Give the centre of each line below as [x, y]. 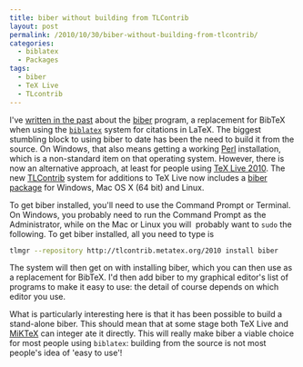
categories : [32, 43]
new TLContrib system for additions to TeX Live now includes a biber [139, 177]
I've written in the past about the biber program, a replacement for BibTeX [147, 120]
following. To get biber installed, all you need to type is [112, 233]
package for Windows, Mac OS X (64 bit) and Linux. [107, 187]
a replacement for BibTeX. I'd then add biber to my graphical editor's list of [149, 277]
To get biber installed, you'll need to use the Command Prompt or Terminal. [150, 204]
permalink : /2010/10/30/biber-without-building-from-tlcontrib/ [134, 35]
